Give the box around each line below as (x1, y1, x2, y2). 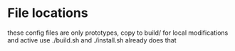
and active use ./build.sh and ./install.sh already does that (7, 35, 177, 44)
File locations (7, 5, 88, 21)
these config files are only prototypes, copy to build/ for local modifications (7, 28, 229, 37)
